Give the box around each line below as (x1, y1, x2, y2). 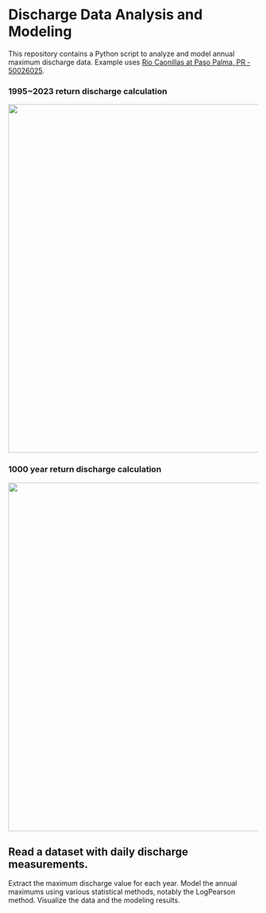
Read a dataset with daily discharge (8, 844, 189, 858)
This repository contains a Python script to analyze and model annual (8, 49, 235, 58)
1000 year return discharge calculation (8, 464, 162, 475)
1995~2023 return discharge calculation (8, 85, 168, 96)
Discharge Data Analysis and (8, 6, 203, 24)
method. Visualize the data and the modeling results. (8, 895, 180, 905)
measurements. (8, 857, 89, 871)
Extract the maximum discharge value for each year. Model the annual (8, 879, 237, 888)
